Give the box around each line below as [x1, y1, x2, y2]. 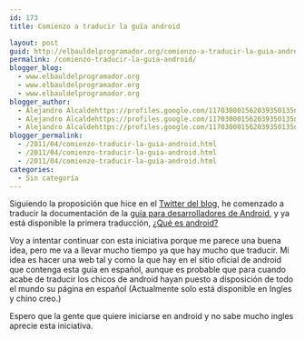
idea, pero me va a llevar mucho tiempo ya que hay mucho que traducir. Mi [9, 245, 290, 255]
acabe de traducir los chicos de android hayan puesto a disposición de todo [9, 274, 293, 285]
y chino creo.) [9, 293, 62, 305]
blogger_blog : [9, 64, 64, 73]
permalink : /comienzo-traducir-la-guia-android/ [9, 55, 197, 65]
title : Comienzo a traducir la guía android [9, 22, 181, 31]
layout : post [9, 38, 59, 47]
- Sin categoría [17, 174, 79, 183]
